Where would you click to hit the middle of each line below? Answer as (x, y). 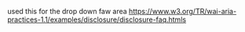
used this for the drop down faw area (67, 11)
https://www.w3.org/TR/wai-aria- (183, 11)
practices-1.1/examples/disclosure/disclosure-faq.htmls (97, 20)
